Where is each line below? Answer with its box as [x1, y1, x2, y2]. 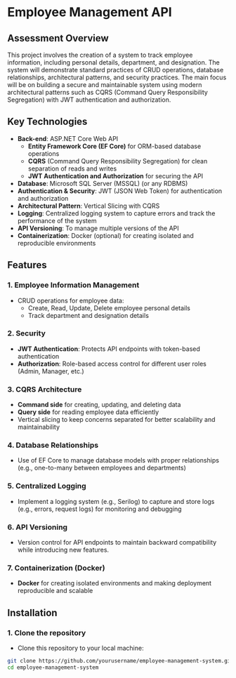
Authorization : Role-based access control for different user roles [17, 359, 207, 368]
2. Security [7, 328, 46, 338]
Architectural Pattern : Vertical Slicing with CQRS [17, 201, 160, 210]
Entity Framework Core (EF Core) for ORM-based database [27, 142, 202, 150]
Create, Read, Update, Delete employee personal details [27, 303, 191, 312]
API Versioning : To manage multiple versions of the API [17, 224, 179, 232]
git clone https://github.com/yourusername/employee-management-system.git [7, 657, 234, 664]
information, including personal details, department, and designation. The [7, 58, 220, 67]
